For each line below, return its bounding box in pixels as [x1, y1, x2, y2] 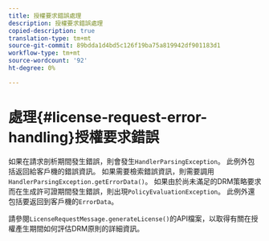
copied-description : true [8, 27, 95, 35]
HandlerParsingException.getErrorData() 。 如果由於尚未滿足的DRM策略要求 [8, 176, 262, 186]
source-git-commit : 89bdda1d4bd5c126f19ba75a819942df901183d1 [8, 42, 221, 50]
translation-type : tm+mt [8, 34, 92, 43]
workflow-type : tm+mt [8, 49, 81, 57]
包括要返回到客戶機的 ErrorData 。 [8, 196, 119, 206]
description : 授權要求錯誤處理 [8, 19, 104, 27]
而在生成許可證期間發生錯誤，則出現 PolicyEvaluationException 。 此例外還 [8, 186, 255, 196]
